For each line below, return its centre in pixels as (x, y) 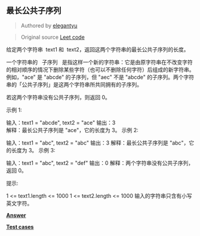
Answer (16, 215)
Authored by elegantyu (49, 25)
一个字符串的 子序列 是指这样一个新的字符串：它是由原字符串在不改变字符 (99, 62)
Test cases (20, 226)
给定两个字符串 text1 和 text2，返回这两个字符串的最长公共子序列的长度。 (98, 49)
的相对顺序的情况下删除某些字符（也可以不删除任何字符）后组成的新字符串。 (100, 69)
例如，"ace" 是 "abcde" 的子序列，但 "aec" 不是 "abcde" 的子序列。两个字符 (100, 77)
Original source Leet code (53, 37)
